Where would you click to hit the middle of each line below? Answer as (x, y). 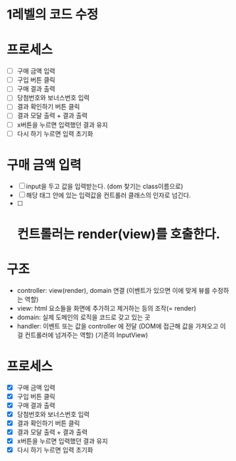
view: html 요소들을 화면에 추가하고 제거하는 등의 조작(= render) (107, 308)
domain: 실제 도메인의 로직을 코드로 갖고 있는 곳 (84, 317)
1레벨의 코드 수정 (53, 15)
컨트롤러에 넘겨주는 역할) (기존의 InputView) (86, 335)
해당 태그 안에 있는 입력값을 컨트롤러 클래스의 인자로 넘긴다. (108, 195)
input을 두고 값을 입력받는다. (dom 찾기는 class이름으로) (104, 186)
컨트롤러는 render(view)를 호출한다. (119, 234)
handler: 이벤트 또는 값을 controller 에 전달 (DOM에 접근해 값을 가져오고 (118, 326)
